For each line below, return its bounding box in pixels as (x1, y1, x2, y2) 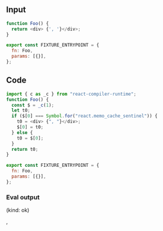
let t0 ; (11, 107, 31, 113)
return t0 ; (11, 146, 39, 152)
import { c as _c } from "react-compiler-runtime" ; (6, 91, 136, 97)
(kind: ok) (6, 207, 30, 214)
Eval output (6, 193, 40, 201)
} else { (11, 129, 33, 135)
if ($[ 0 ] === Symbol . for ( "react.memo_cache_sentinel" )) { (11, 113, 158, 119)
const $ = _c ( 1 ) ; (11, 102, 55, 108)
